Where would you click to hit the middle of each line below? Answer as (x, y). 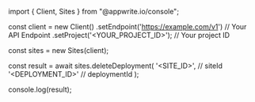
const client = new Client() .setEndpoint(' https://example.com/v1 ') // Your (127, 26)
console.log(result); (40, 89)
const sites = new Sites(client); (59, 50)
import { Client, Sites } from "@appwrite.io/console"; (94, 11)
